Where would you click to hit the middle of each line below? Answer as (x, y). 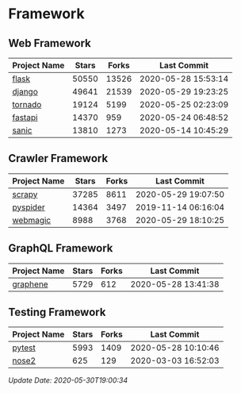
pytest (24, 348)
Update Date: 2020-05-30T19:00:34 (68, 380)
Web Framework (50, 43)
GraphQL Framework (61, 248)
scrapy (25, 194)
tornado (27, 104)
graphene (31, 284)
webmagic (32, 220)
